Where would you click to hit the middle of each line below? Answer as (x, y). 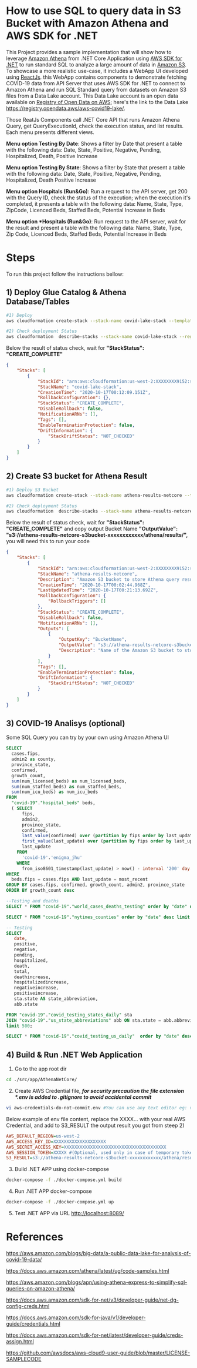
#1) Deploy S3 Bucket (33, 490)
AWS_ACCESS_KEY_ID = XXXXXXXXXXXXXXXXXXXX (56, 1142)
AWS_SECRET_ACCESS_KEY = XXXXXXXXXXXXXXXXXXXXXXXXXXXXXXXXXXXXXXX (86, 1147)
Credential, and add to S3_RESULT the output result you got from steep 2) (95, 1125)
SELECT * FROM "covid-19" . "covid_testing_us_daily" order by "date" (93, 1036)
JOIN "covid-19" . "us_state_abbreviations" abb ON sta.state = (84, 1020)
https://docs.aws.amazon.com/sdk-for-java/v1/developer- (76, 1317)
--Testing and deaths (33, 901)
